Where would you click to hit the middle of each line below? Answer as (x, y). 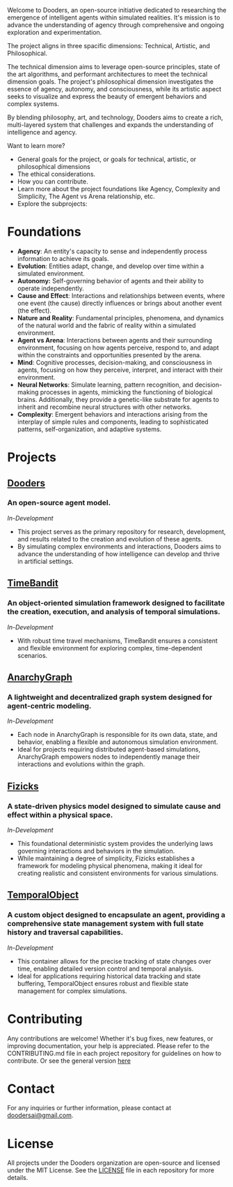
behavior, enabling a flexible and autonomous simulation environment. (118, 742)
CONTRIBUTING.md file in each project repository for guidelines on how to (114, 1053)
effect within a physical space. (60, 814)
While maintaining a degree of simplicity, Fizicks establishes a (106, 858)
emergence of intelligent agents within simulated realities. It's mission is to (114, 17)
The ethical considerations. (56, 174)
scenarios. (32, 655)
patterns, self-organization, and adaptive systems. (89, 429)
